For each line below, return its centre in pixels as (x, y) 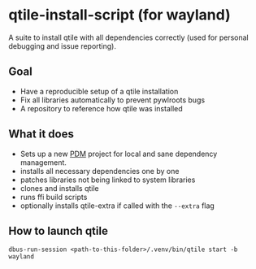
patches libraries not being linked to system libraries (108, 180)
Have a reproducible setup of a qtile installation (99, 91)
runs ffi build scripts (54, 197)
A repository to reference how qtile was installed (101, 108)
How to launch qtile (58, 230)
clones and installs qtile (59, 188)
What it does (41, 134)
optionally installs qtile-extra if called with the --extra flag (117, 206)
